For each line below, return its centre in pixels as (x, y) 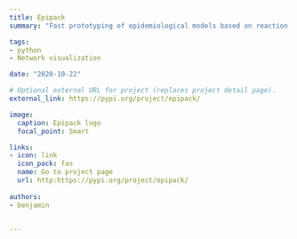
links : (21, 147)
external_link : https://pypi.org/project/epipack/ (105, 99)
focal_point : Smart (53, 131)
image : (21, 115)
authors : (25, 196)
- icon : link (33, 155)
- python (25, 50)
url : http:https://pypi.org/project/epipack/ (103, 180)
